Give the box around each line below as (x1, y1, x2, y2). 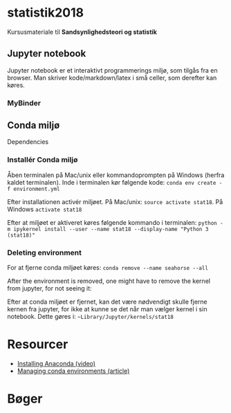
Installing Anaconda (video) (17, 360, 95, 368)
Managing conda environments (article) (17, 367, 130, 375)
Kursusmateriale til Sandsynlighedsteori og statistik (7, 28, 158, 36)
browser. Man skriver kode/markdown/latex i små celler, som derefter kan (7, 73, 217, 82)
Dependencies (7, 138, 49, 146)
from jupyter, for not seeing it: (7, 284, 92, 293)
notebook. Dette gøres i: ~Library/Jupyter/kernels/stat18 (7, 313, 174, 321)
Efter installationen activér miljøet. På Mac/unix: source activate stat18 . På (7, 197, 223, 205)
